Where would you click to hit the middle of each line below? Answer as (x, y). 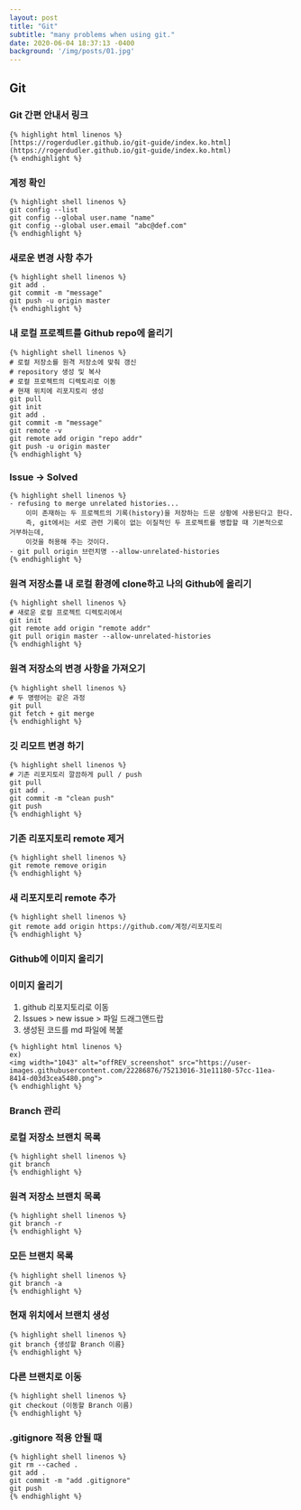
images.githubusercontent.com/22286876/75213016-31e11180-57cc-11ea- (143, 1070)
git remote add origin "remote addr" (80, 629)
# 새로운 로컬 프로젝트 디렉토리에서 (66, 613)
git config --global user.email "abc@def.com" (98, 226)
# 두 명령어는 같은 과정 (47, 698)
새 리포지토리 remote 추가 (63, 898)
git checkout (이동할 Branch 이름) (71, 1406)
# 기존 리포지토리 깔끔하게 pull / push (76, 774)
